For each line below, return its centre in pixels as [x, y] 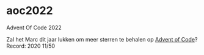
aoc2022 [30, 11]
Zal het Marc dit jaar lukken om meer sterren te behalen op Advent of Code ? [102, 39]
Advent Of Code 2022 [34, 28]
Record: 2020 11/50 [31, 46]
